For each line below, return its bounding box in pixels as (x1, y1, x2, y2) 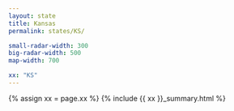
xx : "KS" (8, 71, 38, 79)
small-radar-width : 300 (8, 41, 89, 49)
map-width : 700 (8, 57, 60, 65)
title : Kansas (8, 19, 57, 28)
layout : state (8, 11, 57, 20)
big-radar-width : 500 (8, 49, 82, 58)
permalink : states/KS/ (8, 27, 85, 35)
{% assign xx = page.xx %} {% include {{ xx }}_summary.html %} (8, 93, 227, 103)
